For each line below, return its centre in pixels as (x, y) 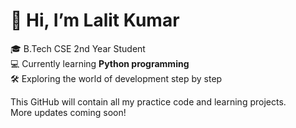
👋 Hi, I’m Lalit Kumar (95, 20)
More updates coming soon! (68, 112)
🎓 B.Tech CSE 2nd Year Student (78, 48)
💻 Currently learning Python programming (100, 63)
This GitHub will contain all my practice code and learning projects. (148, 101)
